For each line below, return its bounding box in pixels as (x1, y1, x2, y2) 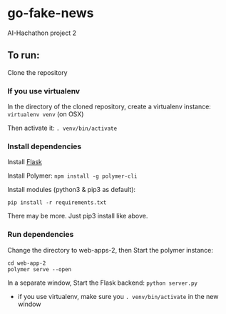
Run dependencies (7, 230, 74, 240)
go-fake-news (7, 5, 94, 21)
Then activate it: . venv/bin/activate (7, 123, 118, 133)
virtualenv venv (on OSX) (7, 110, 84, 118)
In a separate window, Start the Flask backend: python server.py (7, 278, 198, 287)
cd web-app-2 (7, 259, 46, 267)
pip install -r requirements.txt (7, 199, 107, 206)
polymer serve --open (7, 265, 72, 273)
